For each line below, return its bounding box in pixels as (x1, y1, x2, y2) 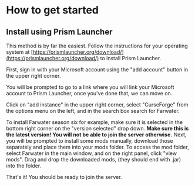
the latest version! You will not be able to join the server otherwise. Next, (6, 131, 187, 138)
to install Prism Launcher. (100, 55, 162, 61)
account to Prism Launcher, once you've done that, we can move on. (6, 90, 173, 97)
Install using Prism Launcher (6, 27, 113, 37)
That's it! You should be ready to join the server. (6, 174, 122, 180)
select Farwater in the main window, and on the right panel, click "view (6, 150, 177, 157)
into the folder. (6, 162, 42, 169)
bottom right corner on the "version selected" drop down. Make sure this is (6, 125, 189, 132)
